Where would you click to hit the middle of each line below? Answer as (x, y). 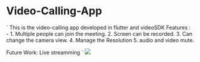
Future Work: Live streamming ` (45, 52)
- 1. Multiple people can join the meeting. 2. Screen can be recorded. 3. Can (99, 33)
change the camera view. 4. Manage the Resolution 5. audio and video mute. (100, 40)
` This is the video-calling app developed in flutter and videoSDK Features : (99, 27)
